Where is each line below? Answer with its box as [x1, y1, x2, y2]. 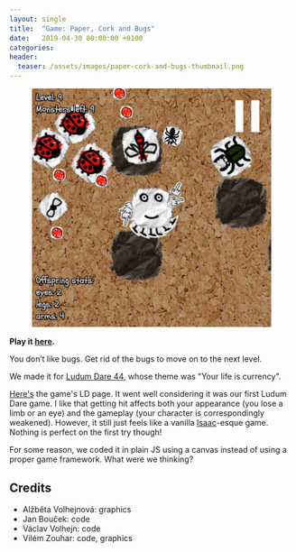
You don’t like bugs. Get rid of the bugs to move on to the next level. [9, 354, 263, 364]
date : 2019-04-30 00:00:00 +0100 [9, 33, 143, 42]
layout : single [9, 14, 67, 23]
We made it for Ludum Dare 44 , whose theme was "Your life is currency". [9, 371, 282, 382]
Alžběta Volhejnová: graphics [22, 504, 132, 515]
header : [9, 52, 39, 62]
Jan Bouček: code [22, 514, 90, 525]
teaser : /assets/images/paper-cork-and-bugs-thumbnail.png [17, 62, 245, 71]
